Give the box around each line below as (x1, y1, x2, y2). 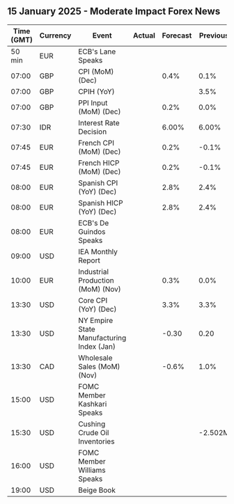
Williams (77, 465, 106, 475)
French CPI (77, 138, 115, 148)
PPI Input (77, 97, 108, 107)
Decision (77, 127, 107, 136)
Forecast (162, 31, 192, 40)
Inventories (77, 436, 115, 446)
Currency (39, 31, 72, 40)
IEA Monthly (77, 246, 118, 256)
